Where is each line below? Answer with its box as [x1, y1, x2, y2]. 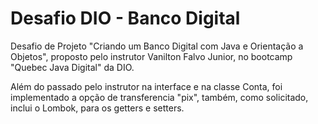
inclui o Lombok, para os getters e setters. [10, 102, 185, 114]
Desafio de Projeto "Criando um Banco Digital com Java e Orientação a [10, 40, 304, 52]
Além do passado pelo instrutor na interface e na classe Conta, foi [10, 80, 283, 92]
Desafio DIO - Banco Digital [10, 7, 241, 30]
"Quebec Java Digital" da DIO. [10, 61, 135, 73]
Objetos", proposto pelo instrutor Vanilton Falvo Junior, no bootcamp [10, 50, 293, 62]
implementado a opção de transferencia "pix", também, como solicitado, [10, 91, 309, 103]
